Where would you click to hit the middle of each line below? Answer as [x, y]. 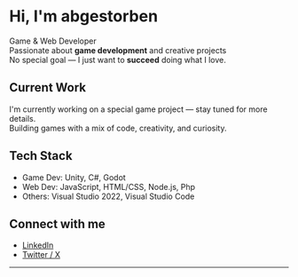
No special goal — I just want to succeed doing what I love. [118, 59]
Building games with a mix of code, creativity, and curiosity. [118, 128]
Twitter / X [41, 255]
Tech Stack [41, 156]
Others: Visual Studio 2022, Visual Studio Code [108, 196]
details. [23, 118]
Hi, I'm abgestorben [83, 16]
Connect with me [58, 224]
